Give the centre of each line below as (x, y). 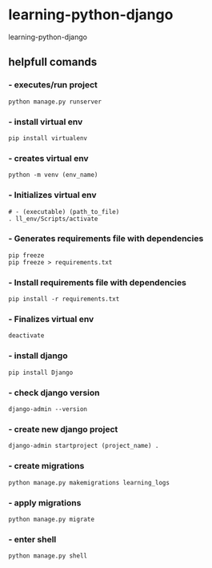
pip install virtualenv (48, 138)
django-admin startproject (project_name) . (84, 446)
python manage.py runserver (55, 102)
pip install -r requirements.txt (64, 299)
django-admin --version (48, 409)
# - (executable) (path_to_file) (64, 211)
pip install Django (41, 373)
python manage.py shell (48, 556)
